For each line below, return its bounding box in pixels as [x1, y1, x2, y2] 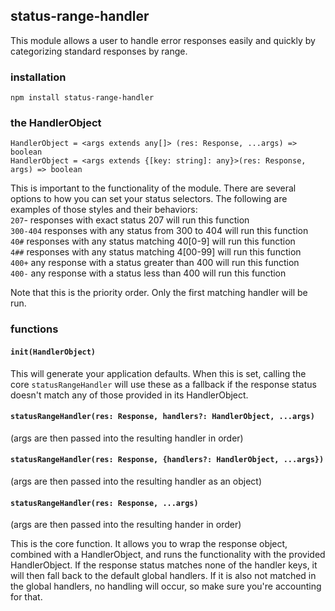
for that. [10, 591, 43, 603]
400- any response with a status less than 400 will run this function [10, 267, 287, 279]
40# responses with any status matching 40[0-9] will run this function [10, 235, 296, 248]
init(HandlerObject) [10, 347, 97, 357]
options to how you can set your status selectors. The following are [10, 193, 288, 205]
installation [10, 70, 67, 84]
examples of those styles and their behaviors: [10, 204, 198, 216]
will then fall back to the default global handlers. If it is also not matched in [10, 570, 317, 582]
